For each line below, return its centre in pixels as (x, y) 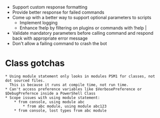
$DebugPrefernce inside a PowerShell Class (50, 93)
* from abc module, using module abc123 (65, 106)
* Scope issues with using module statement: (52, 97)
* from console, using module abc (49, 102)
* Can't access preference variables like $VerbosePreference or (73, 89)
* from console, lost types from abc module (60, 110)
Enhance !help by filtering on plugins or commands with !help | (83, 28)
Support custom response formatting (50, 7)
